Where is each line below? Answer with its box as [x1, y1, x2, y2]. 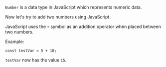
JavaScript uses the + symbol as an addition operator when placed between [5, 23, 161, 29]
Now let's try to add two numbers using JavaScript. [5, 14, 111, 19]
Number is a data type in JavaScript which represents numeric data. [5, 4, 142, 10]
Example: [5, 38, 24, 44]
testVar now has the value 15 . [5, 57, 67, 63]
